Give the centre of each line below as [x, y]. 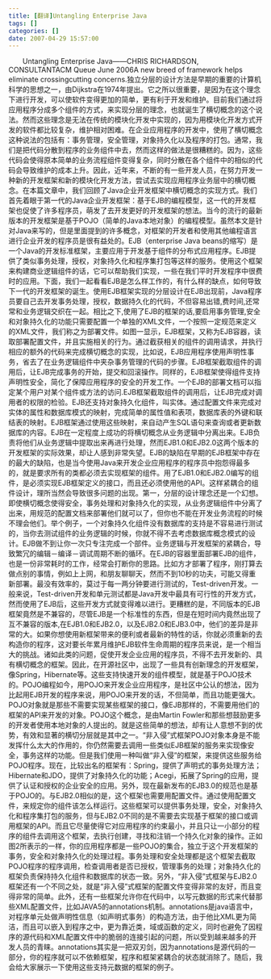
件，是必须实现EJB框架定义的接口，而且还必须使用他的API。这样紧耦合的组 [133, 483]
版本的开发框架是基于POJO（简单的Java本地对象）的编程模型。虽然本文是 [132, 221]
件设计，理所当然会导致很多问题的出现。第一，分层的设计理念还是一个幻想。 [135, 493]
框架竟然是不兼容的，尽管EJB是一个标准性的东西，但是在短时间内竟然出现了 [135, 614]
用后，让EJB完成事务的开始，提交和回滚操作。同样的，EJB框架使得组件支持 [134, 372]
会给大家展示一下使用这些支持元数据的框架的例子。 [93, 967]
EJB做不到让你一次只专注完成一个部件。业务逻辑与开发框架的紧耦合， [138, 544]
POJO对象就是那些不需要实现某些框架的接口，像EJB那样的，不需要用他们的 [134, 705]
